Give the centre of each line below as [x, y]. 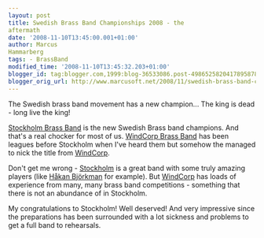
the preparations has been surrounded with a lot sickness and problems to [128, 217]
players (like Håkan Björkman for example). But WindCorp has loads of [123, 176]
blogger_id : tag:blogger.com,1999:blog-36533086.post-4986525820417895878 [133, 74]
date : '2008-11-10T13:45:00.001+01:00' [73, 37]
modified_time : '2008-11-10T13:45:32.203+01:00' [89, 67]
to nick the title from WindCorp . [59, 152]
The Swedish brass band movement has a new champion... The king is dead [132, 104]
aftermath [24, 30]
